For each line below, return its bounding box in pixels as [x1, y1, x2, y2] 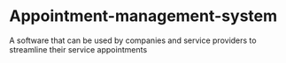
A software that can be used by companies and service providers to [9, 35, 257, 45]
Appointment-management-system [9, 6, 278, 26]
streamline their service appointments [9, 44, 148, 54]
